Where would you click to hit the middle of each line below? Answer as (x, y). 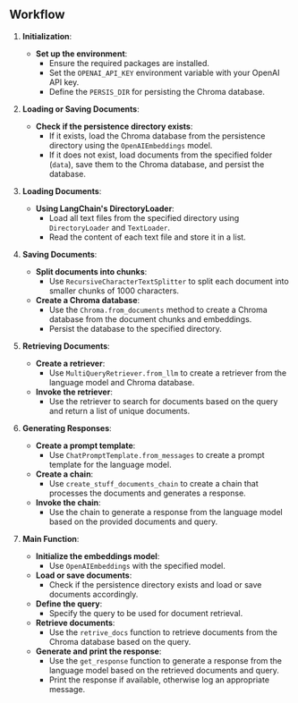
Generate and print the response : (98, 651)
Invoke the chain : (68, 502)
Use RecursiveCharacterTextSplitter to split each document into (169, 281)
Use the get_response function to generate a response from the (165, 660)
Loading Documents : (62, 191)
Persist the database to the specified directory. (135, 328)
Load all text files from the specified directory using (144, 217)
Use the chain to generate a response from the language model (166, 512)
